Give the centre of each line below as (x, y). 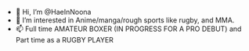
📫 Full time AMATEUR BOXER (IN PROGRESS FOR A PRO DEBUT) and (128, 29)
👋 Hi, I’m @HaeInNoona (53, 12)
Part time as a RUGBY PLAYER (64, 40)
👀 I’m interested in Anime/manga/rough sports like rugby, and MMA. (125, 20)
